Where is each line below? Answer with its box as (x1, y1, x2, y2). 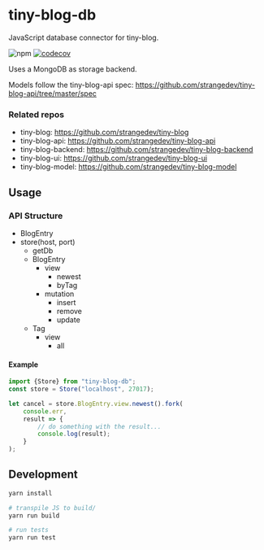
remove (56, 306, 83, 316)
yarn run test (8, 534, 57, 542)
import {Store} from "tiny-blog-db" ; (8, 378, 136, 386)
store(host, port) (19, 237, 76, 247)
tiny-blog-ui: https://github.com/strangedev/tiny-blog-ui (19, 153, 208, 164)
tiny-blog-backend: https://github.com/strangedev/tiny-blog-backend (19, 145, 253, 155)
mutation (44, 289, 75, 299)
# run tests (8, 526, 49, 535)
